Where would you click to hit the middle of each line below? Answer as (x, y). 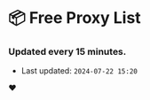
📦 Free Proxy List (75, 18)
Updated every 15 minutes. (67, 52)
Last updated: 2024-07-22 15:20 (79, 71)
